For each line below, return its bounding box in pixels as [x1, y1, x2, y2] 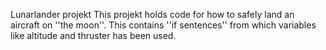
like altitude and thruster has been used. [10, 30, 177, 41]
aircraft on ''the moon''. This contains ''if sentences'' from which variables [10, 19, 317, 31]
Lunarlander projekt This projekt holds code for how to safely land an [10, 9, 295, 20]
